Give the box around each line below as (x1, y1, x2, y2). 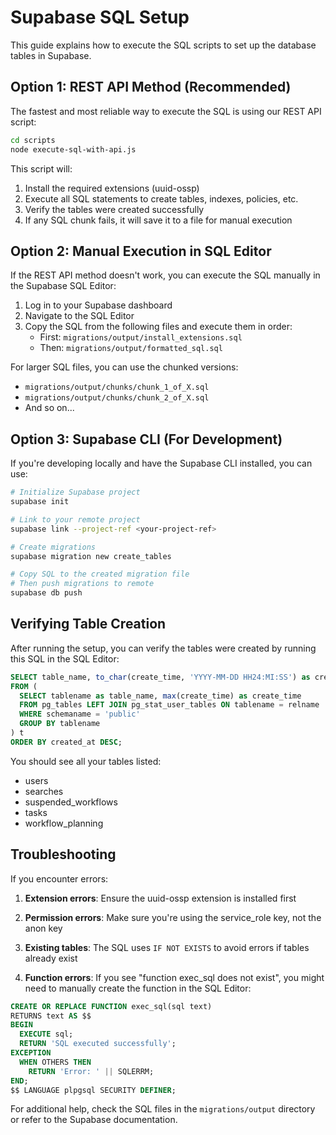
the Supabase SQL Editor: (10, 280, 117, 292)
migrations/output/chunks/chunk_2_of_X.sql (24, 393, 210, 403)
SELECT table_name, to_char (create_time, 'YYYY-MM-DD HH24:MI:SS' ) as (10, 672, 311, 682)
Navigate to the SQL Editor (24, 310, 135, 322)
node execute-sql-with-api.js (10, 144, 137, 155)
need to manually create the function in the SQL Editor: (24, 982, 252, 994)
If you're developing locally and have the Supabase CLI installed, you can (10, 457, 313, 470)
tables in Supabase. (10, 49, 92, 61)
